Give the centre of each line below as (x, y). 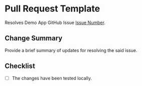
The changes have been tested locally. (52, 78)
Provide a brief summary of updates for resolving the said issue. (71, 50)
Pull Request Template (52, 9)
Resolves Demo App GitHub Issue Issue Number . (55, 22)
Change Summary (34, 38)
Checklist (20, 66)
